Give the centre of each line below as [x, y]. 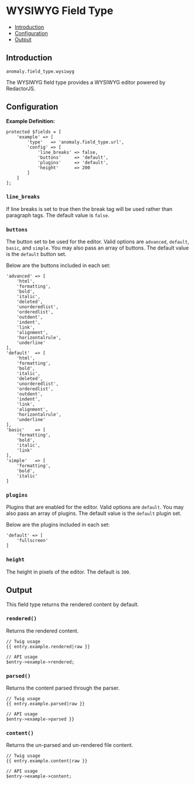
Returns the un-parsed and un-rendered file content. [70, 745]
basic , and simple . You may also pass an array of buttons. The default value [97, 248]
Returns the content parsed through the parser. [63, 688]
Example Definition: [31, 121]
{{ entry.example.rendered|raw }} [48, 646]
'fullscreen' [32, 541]
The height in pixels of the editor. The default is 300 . [68, 572]
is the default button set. [36, 254]
